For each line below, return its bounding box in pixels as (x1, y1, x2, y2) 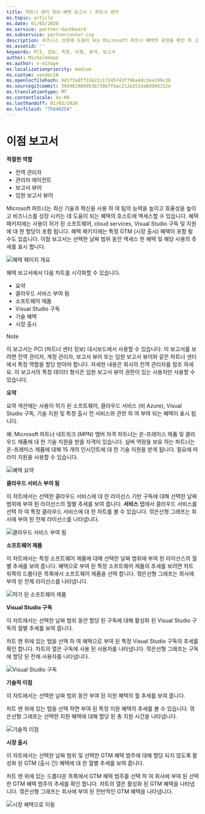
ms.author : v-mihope (6, 60, 59, 66)
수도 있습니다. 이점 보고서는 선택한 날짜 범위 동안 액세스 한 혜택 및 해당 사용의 (6, 236, 191, 243)
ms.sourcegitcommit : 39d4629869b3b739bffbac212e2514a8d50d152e (6, 83, 171, 90)
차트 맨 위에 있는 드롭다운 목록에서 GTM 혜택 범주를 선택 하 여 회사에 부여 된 (6, 772, 188, 780)
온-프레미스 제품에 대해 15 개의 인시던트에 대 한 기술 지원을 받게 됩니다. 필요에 (6, 446, 192, 453)
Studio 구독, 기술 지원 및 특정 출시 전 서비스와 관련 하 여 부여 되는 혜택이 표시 (6, 410, 190, 417)
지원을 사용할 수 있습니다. (17, 453, 78, 461)
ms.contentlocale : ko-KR (6, 94, 70, 101)
